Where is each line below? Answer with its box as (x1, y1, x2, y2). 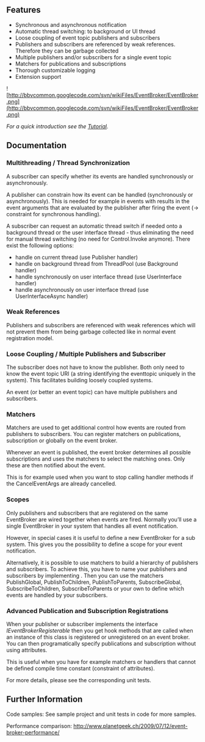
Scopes (6, 495, 29, 504)
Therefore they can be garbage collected (15, 47, 119, 54)
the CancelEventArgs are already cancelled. (6, 480, 117, 487)
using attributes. (6, 646, 48, 653)
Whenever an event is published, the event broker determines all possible (6, 449, 191, 456)
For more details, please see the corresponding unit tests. (6, 676, 151, 683)
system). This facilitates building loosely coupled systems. (6, 377, 153, 384)
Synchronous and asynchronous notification (15, 21, 127, 28)
